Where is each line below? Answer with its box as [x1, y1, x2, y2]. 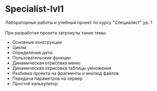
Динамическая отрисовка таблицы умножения [12, 65, 111, 71]
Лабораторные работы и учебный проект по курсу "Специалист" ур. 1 [5, 19, 153, 25]
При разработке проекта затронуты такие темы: [5, 30, 107, 36]
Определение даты [12, 50, 53, 55]
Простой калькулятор [12, 80, 58, 86]
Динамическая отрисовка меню [12, 60, 80, 66]
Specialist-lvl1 [5, 3, 64, 15]
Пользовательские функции [12, 55, 71, 60]
